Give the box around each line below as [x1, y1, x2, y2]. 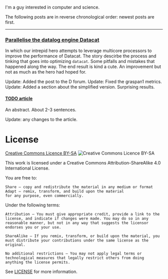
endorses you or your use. [5, 225, 61, 230]
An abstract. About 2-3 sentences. [5, 106, 76, 112]
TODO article [5, 95, 33, 101]
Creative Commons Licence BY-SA [5, 150, 77, 156]
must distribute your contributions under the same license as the [5, 238, 149, 243]
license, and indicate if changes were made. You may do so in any [5, 216, 149, 221]
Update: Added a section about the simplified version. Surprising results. [5, 84, 155, 90]
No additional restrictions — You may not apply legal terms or [5, 251, 142, 256]
